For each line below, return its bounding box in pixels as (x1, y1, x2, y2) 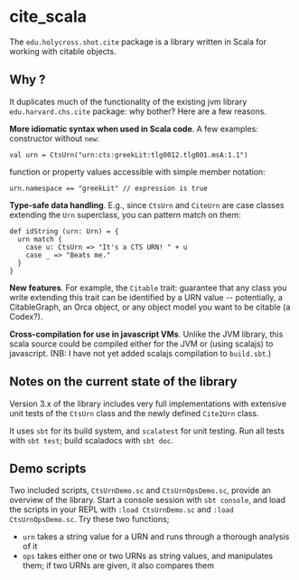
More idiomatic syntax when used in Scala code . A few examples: (9, 123, 259, 134)
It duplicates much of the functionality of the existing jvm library (9, 96, 248, 107)
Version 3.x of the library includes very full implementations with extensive (9, 398, 287, 409)
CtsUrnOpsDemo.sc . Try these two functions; (9, 514, 170, 525)
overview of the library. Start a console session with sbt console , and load (9, 495, 286, 506)
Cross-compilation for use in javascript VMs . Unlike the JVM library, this (9, 328, 284, 339)
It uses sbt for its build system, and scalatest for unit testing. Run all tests (9, 425, 285, 436)
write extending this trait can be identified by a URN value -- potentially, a (9, 291, 283, 302)
